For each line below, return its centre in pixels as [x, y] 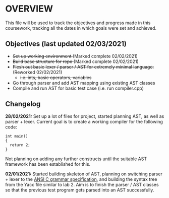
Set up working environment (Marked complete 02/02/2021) [75, 56]
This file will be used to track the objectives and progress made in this [78, 23]
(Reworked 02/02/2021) [37, 72]
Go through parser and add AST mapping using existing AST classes [84, 83]
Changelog [23, 104]
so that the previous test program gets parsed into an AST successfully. [80, 190]
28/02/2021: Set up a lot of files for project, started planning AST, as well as [85, 116]
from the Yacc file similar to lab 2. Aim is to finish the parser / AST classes [82, 184]
